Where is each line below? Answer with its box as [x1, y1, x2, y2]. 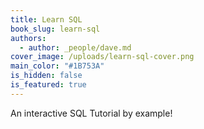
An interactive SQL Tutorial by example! [10, 107, 173, 119]
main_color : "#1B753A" [10, 61, 105, 71]
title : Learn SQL [10, 14, 83, 25]
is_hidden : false [10, 71, 83, 81]
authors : [10, 33, 47, 43]
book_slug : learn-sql [10, 24, 101, 34]
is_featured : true [10, 80, 87, 90]
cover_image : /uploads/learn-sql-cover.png [10, 52, 195, 62]
